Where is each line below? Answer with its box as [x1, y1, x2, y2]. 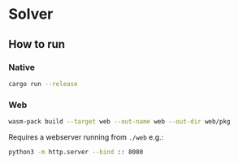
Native [8, 62, 35, 73]
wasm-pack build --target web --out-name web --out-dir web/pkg [8, 118, 231, 126]
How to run [8, 37, 66, 51]
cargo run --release [8, 80, 79, 88]
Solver [8, 5, 54, 24]
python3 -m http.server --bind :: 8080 [8, 148, 144, 156]
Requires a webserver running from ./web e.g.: [8, 132, 164, 142]
